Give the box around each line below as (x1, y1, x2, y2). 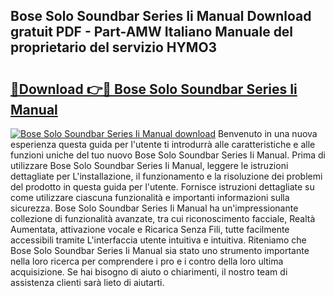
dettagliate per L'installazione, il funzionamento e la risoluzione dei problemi (10, 170, 323, 182)
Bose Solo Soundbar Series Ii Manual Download (10, 8, 312, 25)
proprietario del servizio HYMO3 (10, 39, 218, 56)
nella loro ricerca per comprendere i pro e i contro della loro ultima (10, 255, 284, 267)
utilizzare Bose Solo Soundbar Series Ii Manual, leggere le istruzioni (10, 160, 289, 171)
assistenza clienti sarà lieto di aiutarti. (10, 277, 165, 288)
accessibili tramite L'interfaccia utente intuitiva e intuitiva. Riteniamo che (10, 234, 307, 246)
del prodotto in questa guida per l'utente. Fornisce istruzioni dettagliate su (10, 181, 315, 193)
